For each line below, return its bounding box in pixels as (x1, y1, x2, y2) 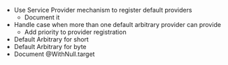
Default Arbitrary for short (13, 35, 89, 44)
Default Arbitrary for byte (13, 43, 87, 50)
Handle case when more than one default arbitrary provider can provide (13, 21, 222, 28)
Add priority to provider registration (24, 28, 127, 36)
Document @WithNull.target (13, 50, 95, 58)
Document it (24, 13, 60, 21)
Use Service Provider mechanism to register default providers (13, 6, 192, 14)
